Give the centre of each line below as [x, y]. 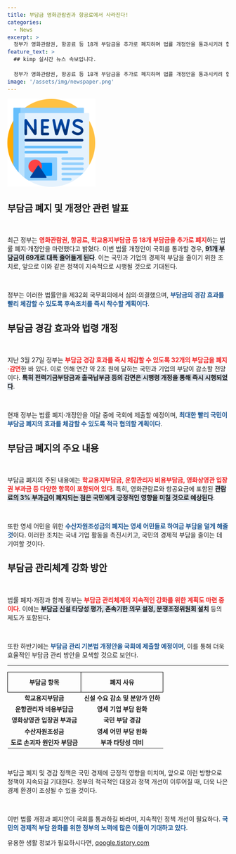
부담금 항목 [44, 682]
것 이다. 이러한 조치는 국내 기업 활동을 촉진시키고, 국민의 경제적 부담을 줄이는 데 [115, 535]
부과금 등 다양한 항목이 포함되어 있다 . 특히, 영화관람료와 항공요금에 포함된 [114, 488]
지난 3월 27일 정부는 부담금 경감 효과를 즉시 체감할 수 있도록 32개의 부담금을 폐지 [117, 360]
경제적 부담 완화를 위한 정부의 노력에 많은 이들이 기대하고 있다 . [104, 828]
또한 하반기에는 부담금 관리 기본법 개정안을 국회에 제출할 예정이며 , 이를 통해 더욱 [116, 646]
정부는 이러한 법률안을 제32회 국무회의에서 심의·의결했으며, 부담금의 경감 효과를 [116, 295]
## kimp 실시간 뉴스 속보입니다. [55, 60]
